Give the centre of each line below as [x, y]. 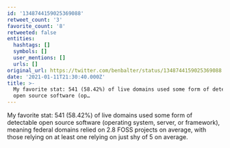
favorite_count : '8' [37, 26]
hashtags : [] [32, 45]
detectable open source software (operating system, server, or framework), [114, 122]
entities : [21, 39]
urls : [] [26, 64]
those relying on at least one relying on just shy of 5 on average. [98, 137]
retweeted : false [32, 32]
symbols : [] [30, 52]
